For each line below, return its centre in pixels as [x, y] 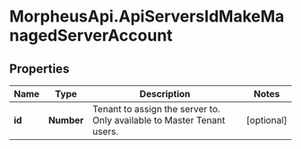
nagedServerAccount [91, 35]
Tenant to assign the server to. [157, 109]
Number [66, 120]
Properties [39, 69]
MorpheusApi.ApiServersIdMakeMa [147, 17]
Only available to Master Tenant [159, 120]
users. [106, 131]
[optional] [267, 120]
